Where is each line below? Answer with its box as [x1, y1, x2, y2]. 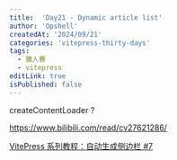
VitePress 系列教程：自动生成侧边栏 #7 [9, 140, 154, 151]
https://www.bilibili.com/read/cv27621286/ [9, 122, 168, 133]
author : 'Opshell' [9, 22, 78, 31]
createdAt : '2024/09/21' [9, 30, 102, 39]
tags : [9, 47, 30, 56]
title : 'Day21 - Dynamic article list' [9, 13, 164, 22]
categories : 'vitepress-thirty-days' [9, 38, 151, 48]
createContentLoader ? [9, 104, 95, 115]
